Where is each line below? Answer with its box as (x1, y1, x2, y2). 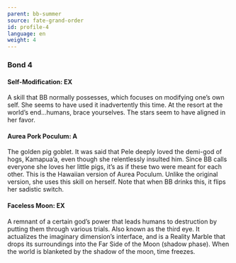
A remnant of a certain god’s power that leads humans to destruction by (7, 217, 218, 226)
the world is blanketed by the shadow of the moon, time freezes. (7, 247, 196, 255)
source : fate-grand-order (7, 17, 84, 24)
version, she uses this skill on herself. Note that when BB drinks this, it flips (7, 177, 226, 186)
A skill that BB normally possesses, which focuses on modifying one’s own (7, 93, 225, 102)
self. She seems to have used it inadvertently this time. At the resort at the (7, 100, 223, 110)
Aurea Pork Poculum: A (7, 131, 78, 140)
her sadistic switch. (7, 185, 64, 194)
